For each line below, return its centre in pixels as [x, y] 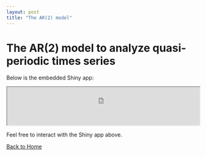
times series [84, 61]
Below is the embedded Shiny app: [50, 78]
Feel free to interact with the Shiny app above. [64, 135]
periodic [28, 61]
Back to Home [24, 147]
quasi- [169, 48]
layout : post [23, 12]
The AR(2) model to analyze [78, 48]
